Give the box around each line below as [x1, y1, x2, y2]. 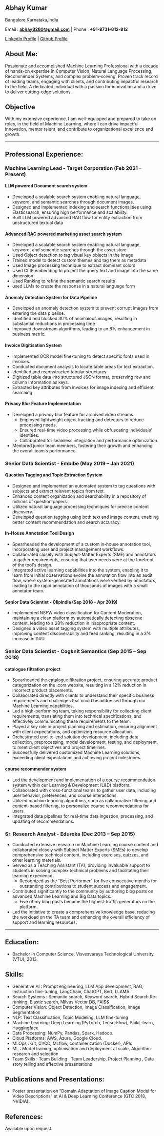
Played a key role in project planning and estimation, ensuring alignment [12, 724, 157, 730]
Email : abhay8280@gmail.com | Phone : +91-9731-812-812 [5, 26, 128, 32]
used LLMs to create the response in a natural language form [12, 283, 135, 289]
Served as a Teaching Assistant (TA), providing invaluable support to [12, 862, 150, 868]
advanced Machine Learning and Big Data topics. [12, 893, 111, 899]
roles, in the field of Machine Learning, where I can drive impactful [5, 121, 139, 127]
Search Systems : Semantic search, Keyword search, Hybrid [12, 994, 133, 999]
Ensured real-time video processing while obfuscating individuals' [19, 427, 153, 433]
